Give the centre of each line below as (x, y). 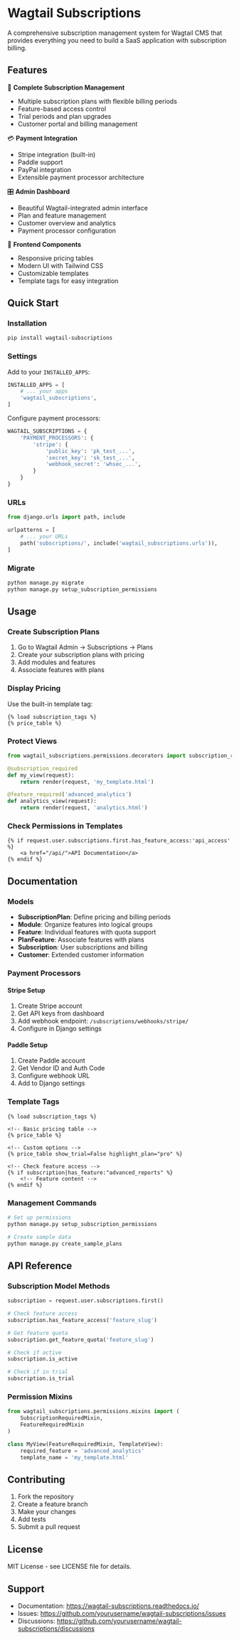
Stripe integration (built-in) (57, 154)
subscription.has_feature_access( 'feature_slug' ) (83, 1320)
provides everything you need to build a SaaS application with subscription (117, 40)
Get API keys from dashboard (61, 1013)
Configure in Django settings (59, 1028)
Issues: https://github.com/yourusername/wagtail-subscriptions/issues (122, 1613)
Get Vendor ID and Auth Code (61, 1068)
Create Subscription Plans (54, 632)
